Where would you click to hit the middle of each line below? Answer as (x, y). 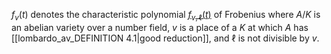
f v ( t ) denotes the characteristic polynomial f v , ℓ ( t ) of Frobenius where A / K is (166, 16)
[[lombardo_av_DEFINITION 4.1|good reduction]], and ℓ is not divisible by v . (165, 38)
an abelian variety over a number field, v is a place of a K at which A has (160, 27)
